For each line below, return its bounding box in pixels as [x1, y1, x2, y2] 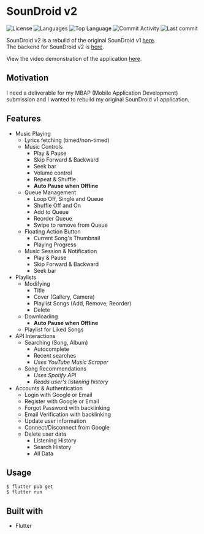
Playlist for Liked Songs [24, 326, 84, 333]
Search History [33, 443, 72, 450]
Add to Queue [33, 208, 69, 216]
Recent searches [33, 351, 77, 359]
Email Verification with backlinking [24, 410, 111, 418]
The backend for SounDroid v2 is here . [6, 43, 104, 50]
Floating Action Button [24, 227, 81, 235]
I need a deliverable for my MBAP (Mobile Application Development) [6, 89, 178, 96]
